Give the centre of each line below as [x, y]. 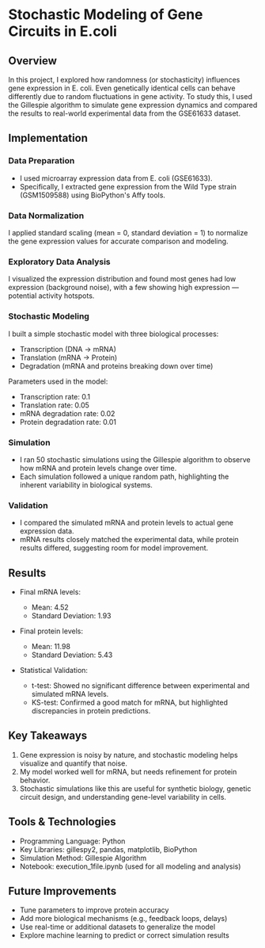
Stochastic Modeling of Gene [106, 15]
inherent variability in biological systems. [86, 484]
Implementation [48, 138]
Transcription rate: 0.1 [55, 396]
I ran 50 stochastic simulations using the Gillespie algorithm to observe [135, 459]
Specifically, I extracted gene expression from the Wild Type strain [128, 186]
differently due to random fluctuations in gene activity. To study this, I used [131, 96]
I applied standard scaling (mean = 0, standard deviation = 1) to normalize [128, 232]
